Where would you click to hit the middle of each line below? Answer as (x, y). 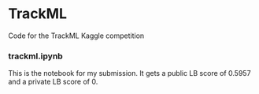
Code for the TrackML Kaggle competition (76, 36)
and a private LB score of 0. (53, 82)
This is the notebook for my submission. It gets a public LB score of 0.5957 (129, 73)
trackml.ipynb (35, 56)
